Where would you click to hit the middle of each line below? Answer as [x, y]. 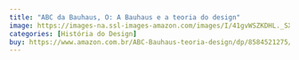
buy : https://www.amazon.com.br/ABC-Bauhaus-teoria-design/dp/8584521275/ [151, 42]
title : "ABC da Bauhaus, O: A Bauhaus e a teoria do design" [125, 17]
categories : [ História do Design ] [73, 34]
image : [21, 26]
